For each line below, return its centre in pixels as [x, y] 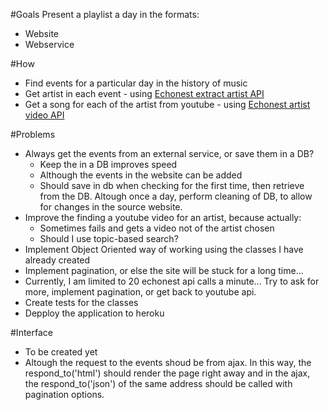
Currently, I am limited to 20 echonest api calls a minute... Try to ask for [172, 281]
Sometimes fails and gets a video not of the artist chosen [157, 228]
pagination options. [64, 394]
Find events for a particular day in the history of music [136, 83]
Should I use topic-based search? [109, 238]
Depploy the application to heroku [94, 313]
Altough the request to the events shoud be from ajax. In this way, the [168, 362]
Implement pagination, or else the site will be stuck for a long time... [164, 270]
